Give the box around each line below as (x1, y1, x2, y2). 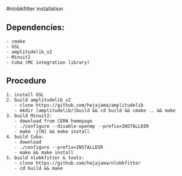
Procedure (6, 76, 47, 86)
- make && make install (14, 150, 74, 156)
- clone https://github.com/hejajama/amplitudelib (14, 102, 144, 108)
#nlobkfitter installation (6, 5, 63, 12)
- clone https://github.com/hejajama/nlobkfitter (14, 160, 141, 166)
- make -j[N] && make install (14, 129, 90, 135)
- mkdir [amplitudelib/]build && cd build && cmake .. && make (14, 108, 176, 114)
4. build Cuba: (6, 133, 44, 140)
